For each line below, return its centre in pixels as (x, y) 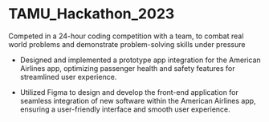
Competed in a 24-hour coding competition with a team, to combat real (126, 36)
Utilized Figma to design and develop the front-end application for (129, 92)
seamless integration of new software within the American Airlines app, (138, 100)
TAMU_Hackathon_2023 (92, 14)
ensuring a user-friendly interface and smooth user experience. (125, 109)
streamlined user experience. (68, 77)
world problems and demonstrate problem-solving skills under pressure (127, 44)
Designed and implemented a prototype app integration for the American (140, 60)
